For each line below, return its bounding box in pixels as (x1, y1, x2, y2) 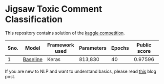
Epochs (111, 44, 129, 51)
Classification (5, 14, 62, 25)
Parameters (79, 44, 107, 51)
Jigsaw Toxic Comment (5, 3, 102, 15)
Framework (47, 42, 75, 48)
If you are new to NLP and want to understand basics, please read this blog (5, 68, 157, 74)
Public (136, 42, 152, 48)
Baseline (22, 56, 43, 63)
